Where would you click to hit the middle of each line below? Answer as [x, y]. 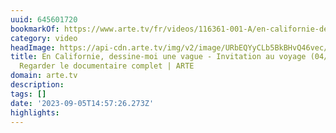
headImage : [33, 47]
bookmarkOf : [35, 29]
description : [37, 85]
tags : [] [28, 94]
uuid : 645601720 [44, 19]
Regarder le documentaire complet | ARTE [107, 66]
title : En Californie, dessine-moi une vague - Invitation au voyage [158, 57]
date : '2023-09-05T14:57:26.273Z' [82, 103]
